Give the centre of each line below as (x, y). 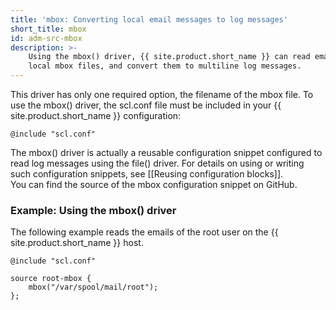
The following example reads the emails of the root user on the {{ (144, 232)
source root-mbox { (51, 279)
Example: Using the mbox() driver (93, 210)
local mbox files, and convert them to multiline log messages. (165, 66)
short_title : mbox (48, 29)
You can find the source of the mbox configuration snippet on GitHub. (154, 184)
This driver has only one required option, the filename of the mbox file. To (162, 94)
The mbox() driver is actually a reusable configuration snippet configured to (166, 152)
